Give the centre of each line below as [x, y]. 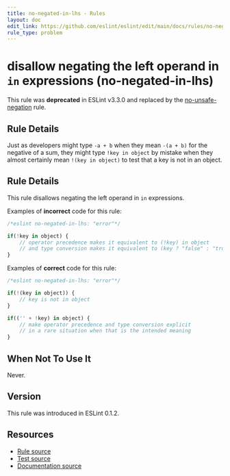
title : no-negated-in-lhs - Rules [56, 13]
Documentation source [49, 466]
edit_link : [23, 26]
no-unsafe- [201, 100]
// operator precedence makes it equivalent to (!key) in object [115, 242]
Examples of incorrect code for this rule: [64, 211]
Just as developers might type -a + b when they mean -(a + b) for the [107, 145]
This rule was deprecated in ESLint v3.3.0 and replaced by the [95, 100]
